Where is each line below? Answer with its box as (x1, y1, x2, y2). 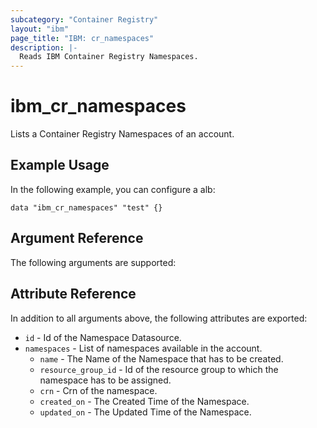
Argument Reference (10, 230, 144, 247)
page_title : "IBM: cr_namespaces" (10, 33, 155, 43)
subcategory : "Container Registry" (10, 14, 159, 25)
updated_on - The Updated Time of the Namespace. (39, 406, 252, 418)
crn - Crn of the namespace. (39, 384, 158, 396)
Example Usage (10, 157, 110, 174)
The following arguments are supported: (10, 256, 177, 268)
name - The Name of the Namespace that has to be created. (39, 352, 284, 365)
